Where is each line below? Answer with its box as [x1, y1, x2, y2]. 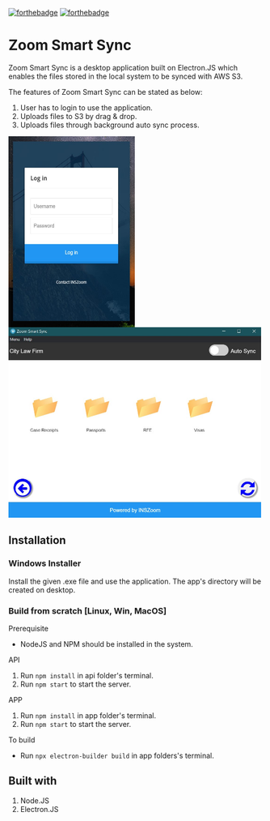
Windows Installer [8, 558, 82, 569]
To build [8, 735, 36, 745]
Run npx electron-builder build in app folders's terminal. [19, 750, 214, 761]
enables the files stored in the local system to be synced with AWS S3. [8, 71, 243, 81]
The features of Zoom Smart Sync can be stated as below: [8, 87, 204, 96]
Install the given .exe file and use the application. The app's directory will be [8, 576, 262, 586]
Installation [8, 533, 66, 547]
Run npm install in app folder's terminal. [19, 711, 156, 721]
